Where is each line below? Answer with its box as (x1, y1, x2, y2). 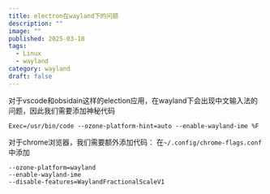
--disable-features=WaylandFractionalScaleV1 (8, 178, 165, 186)
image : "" (8, 27, 42, 35)
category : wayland (8, 65, 71, 73)
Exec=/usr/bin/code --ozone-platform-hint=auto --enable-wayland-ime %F (8, 122, 259, 130)
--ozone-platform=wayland (8, 163, 96, 171)
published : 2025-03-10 (8, 34, 85, 43)
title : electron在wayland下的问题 (8, 11, 119, 20)
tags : (8, 42, 27, 50)
